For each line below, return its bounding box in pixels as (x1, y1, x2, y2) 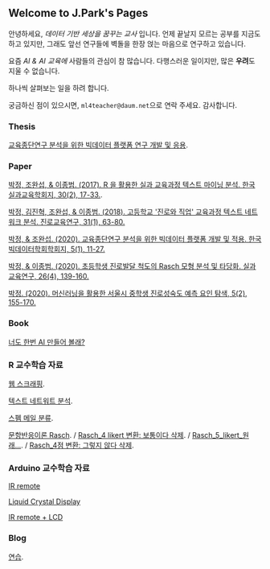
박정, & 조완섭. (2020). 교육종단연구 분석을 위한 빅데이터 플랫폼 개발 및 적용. (8, 234, 247, 244)
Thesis (8, 121, 36, 132)
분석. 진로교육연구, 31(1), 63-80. (22, 217, 125, 227)
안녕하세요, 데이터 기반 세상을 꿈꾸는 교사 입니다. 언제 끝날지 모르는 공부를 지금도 (8, 28, 261, 39)
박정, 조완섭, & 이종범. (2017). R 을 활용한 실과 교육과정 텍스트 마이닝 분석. (8, 180, 241, 190)
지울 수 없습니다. (8, 66, 60, 76)
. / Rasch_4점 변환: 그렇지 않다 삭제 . (20, 440, 134, 450)
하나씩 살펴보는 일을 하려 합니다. (8, 83, 110, 93)
